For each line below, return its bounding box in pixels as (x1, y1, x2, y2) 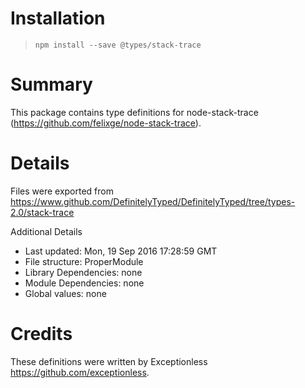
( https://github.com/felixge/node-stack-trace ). (10, 117, 202, 129)
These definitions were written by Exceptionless (10, 355, 208, 367)
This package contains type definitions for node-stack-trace (10, 106, 259, 118)
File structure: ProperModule (24, 255, 144, 267)
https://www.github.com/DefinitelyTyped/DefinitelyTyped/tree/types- (10, 195, 296, 207)
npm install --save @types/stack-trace (34, 40, 202, 50)
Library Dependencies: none (24, 266, 143, 278)
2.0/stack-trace (10, 206, 75, 218)
